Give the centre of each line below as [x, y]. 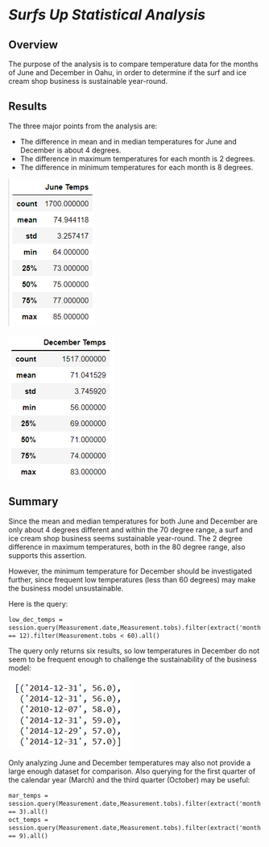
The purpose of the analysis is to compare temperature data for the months [134, 64]
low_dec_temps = [35, 620]
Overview [33, 45]
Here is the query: [38, 603]
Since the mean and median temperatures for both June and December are [133, 521]
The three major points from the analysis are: [83, 126]
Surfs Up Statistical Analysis [107, 15]
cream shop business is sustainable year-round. [88, 81]
